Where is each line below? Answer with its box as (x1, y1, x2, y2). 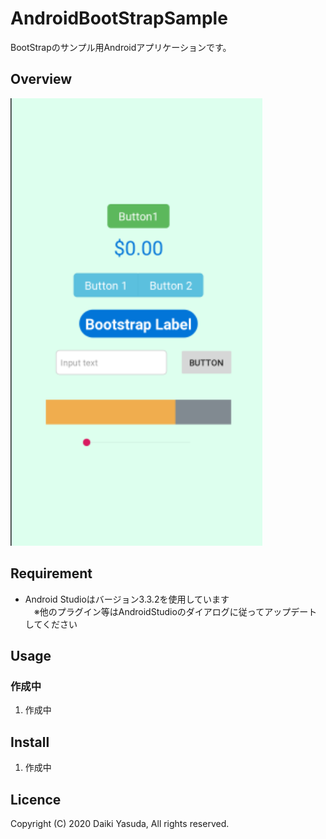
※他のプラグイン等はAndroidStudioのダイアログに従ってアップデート (33, 605, 318, 617)
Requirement (10, 565, 93, 582)
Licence (10, 791, 62, 808)
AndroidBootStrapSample (10, 7, 228, 30)
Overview (10, 71, 73, 88)
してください (24, 618, 78, 630)
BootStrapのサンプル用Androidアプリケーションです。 (10, 41, 232, 53)
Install (10, 733, 50, 751)
